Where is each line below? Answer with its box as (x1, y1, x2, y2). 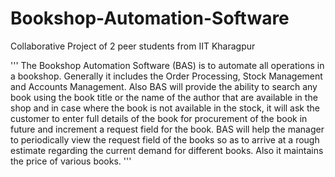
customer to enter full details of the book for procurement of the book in (10, 112, 308, 124)
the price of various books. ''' (10, 155, 132, 167)
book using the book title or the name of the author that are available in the (10, 91, 318, 103)
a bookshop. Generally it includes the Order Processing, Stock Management (10, 70, 323, 82)
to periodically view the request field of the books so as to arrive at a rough (10, 133, 320, 146)
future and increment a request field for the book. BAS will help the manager (10, 123, 325, 135)
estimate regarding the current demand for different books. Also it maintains (10, 144, 324, 156)
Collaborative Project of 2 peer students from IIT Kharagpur (10, 40, 256, 52)
